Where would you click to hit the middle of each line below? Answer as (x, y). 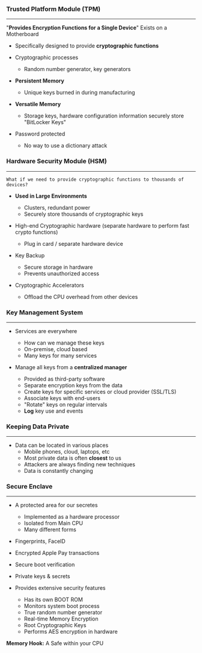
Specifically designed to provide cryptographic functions (87, 46)
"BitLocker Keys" (45, 122)
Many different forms (50, 530)
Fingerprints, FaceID (40, 542)
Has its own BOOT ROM (53, 600)
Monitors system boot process (62, 606)
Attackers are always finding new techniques (79, 464)
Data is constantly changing (58, 471)
